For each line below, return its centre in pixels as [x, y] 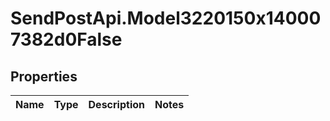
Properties [44, 76]
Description [116, 104]
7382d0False [66, 39]
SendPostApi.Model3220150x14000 [166, 18]
